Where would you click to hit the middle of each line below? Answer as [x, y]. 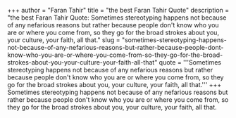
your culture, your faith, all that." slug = [64, 40]
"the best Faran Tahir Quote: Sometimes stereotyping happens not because [117, 18]
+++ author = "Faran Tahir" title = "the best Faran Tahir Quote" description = [118, 10]
